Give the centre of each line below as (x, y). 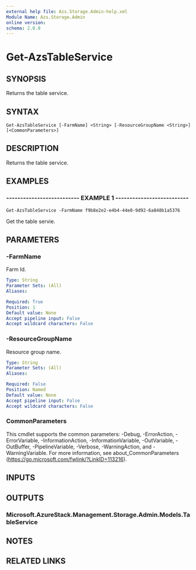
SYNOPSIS (26, 79)
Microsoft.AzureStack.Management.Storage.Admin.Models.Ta (98, 515)
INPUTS (21, 478)
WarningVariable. (27, 453)
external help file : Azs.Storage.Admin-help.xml (67, 12)
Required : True (25, 302)
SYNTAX (23, 112)
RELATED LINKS (36, 561)
